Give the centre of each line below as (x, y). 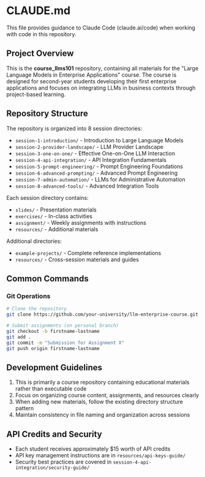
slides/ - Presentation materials (56, 210)
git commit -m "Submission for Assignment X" (65, 343)
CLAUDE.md (39, 11)
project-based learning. (36, 94)
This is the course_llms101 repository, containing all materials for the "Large (102, 68)
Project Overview (40, 54)
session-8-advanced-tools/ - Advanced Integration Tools (87, 186)
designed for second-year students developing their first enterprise (91, 81)
